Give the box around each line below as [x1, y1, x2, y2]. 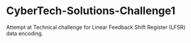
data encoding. [6, 29, 44, 37]
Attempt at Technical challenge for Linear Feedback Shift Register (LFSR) [6, 24, 186, 31]
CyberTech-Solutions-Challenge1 [6, 4, 176, 18]
